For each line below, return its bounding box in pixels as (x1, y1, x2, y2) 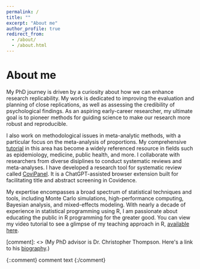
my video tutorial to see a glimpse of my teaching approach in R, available (6, 220, 190, 227)
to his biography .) (6, 244, 50, 252)
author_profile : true (6, 25, 61, 32)
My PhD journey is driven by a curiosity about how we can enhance (6, 88, 174, 95)
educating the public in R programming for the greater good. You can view (6, 214, 191, 221)
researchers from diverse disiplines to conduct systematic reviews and (6, 157, 182, 164)
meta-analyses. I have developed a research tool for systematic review (6, 164, 182, 171)
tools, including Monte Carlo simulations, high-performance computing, (6, 194, 184, 202)
